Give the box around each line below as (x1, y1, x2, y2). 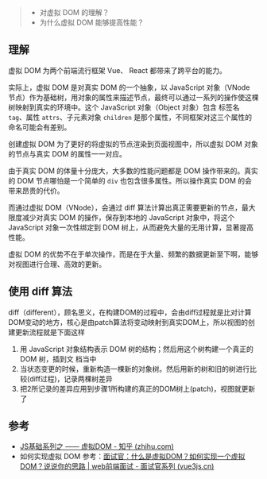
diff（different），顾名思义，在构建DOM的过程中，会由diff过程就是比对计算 (8, 307, 252, 317)
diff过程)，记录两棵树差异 (29, 373, 113, 384)
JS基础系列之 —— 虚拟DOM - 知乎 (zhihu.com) (19, 442, 175, 451)
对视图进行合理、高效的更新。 (8, 259, 106, 268)
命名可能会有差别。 (8, 122, 72, 132)
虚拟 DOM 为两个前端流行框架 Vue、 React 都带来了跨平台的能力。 (8, 65, 226, 75)
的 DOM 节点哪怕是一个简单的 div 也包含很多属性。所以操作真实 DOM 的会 (8, 176, 253, 185)
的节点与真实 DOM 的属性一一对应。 (8, 149, 127, 158)
